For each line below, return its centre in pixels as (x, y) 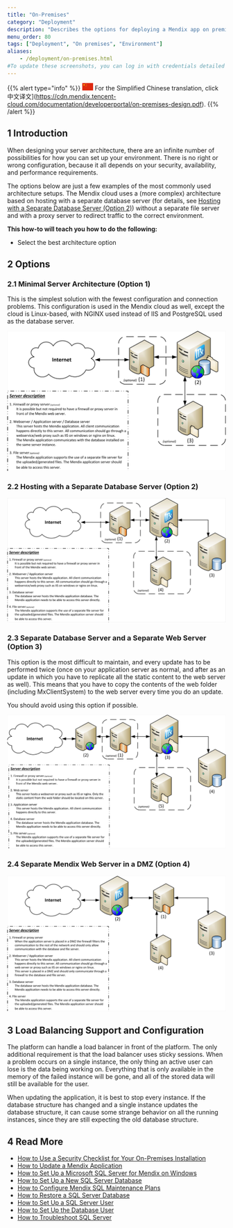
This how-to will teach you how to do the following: (82, 229)
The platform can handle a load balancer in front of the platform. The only (112, 1047)
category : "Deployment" (42, 22)
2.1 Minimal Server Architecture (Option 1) (79, 284)
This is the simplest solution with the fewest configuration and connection (113, 299)
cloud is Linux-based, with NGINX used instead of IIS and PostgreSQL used (115, 314)
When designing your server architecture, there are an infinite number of (111, 150)
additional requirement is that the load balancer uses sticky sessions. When (115, 1055)
